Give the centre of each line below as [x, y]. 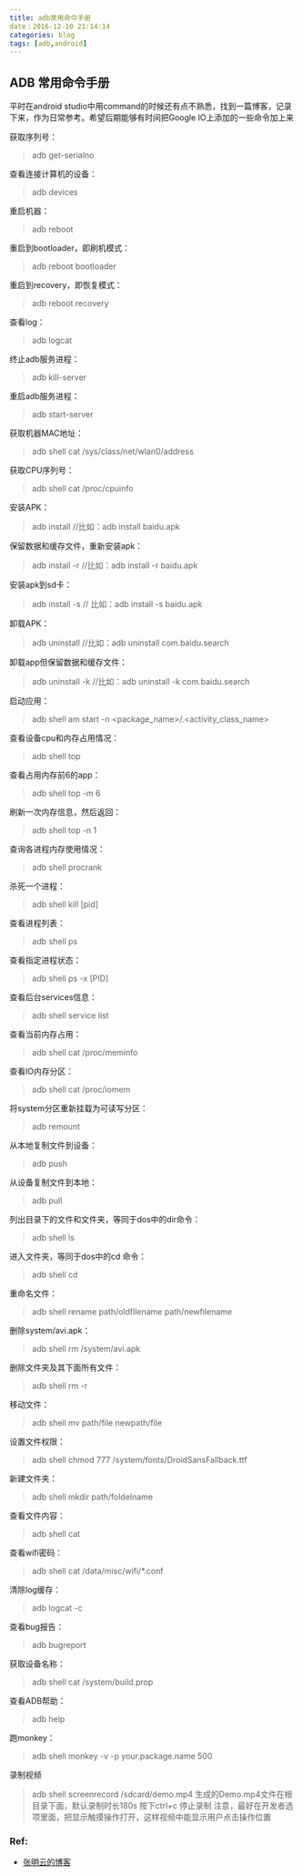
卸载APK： [30, 624]
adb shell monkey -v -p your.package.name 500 [122, 1757]
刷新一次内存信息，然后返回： [65, 812]
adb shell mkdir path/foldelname [92, 1497]
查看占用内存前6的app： [55, 775]
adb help [48, 1719]
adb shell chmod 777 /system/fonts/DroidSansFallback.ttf [139, 1460]
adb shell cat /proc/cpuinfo [82, 489]
